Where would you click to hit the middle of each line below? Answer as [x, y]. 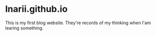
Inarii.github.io [36, 9]
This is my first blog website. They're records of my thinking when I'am [78, 23]
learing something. [24, 28]
